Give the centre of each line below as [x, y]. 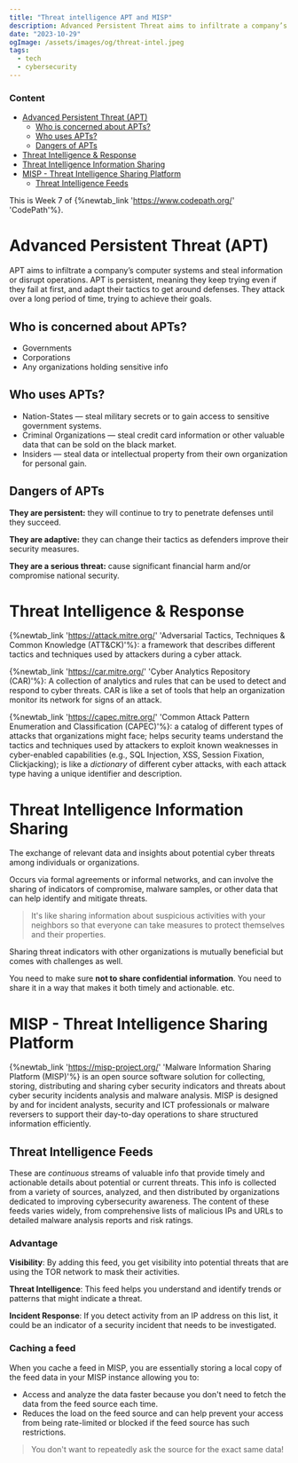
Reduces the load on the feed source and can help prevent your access [153, 1413]
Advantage [34, 1244]
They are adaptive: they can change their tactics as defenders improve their [149, 539]
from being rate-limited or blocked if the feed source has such [136, 1422]
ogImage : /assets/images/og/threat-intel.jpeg [97, 42]
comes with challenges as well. [66, 961]
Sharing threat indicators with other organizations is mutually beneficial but [146, 952]
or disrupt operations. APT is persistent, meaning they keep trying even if [143, 280]
